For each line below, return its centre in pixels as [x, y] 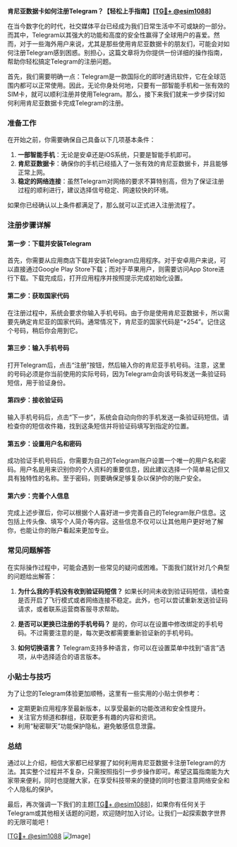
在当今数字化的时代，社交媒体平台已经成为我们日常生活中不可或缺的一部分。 [119, 26]
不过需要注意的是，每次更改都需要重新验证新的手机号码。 [114, 633]
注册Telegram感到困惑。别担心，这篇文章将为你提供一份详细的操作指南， [120, 53]
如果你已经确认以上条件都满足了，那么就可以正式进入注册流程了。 [103, 205]
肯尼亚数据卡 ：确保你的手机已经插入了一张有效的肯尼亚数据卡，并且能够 [122, 164]
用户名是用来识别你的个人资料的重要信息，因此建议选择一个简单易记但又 [124, 469]
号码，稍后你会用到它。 [47, 330]
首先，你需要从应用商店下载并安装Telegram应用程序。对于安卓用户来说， [114, 260]
